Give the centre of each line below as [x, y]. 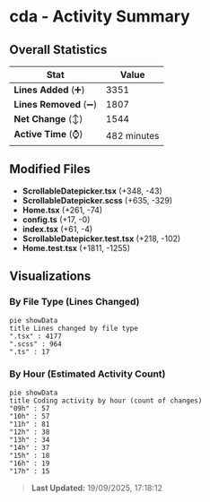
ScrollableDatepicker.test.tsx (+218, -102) [101, 238]
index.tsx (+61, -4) [57, 229]
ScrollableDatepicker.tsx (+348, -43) [92, 191]
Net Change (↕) [48, 119]
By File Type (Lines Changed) [74, 302]
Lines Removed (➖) [55, 104]
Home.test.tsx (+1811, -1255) [76, 247]
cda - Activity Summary [100, 17]
